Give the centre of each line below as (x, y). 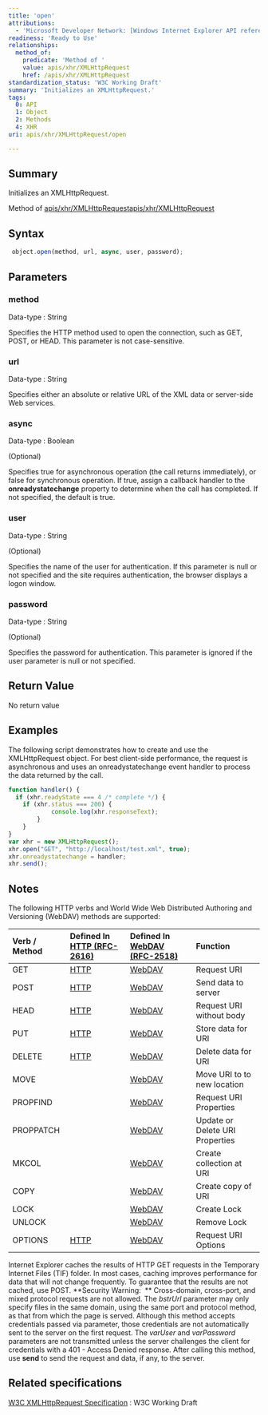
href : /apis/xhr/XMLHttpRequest (76, 75)
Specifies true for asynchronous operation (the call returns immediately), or (132, 472)
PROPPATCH (36, 1131)
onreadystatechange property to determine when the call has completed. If (133, 489)
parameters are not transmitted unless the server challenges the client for (129, 1342)
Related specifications (65, 1383)
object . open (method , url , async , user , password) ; (97, 252)
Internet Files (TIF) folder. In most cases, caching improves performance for (133, 1274)
